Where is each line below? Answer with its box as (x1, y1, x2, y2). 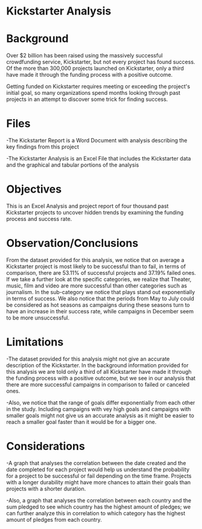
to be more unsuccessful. (6, 314, 70, 321)
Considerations (6, 440, 86, 454)
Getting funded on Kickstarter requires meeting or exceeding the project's (6, 83, 191, 90)
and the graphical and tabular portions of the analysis (6, 161, 139, 168)
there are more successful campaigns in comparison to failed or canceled (6, 380, 190, 388)
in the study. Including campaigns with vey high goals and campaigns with (6, 405, 191, 412)
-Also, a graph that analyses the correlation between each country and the (6, 496, 192, 504)
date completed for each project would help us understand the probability (6, 466, 190, 473)
